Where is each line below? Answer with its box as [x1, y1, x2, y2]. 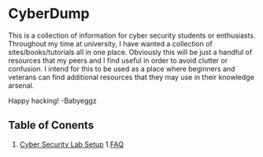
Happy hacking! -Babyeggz [8, 96, 97, 105]
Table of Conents [8, 119, 94, 132]
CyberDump [8, 5, 90, 23]
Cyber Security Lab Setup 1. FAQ [19, 139, 124, 149]
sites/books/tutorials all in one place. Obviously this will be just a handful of [8, 47, 253, 57]
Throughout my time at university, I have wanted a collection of [8, 38, 213, 48]
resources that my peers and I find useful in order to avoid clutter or [8, 56, 228, 65]
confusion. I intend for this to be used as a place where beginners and [8, 64, 235, 73]
